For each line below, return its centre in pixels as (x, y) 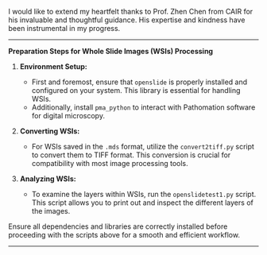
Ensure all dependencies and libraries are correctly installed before (118, 226)
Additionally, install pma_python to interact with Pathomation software (143, 107)
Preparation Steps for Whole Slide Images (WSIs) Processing (110, 51)
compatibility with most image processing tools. (110, 163)
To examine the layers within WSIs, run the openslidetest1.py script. (144, 194)
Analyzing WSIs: (48, 179)
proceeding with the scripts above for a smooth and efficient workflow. (124, 235)
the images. (51, 211)
